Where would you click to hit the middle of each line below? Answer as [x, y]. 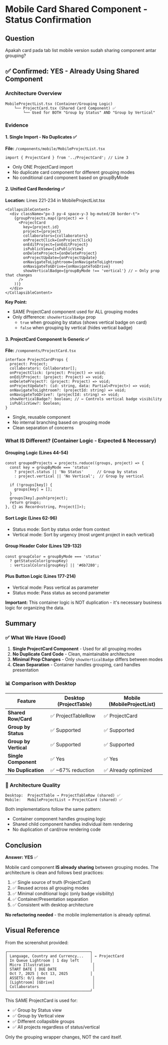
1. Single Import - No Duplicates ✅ [41, 137]
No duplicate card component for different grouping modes [73, 172]
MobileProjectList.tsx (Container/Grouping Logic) [59, 104]
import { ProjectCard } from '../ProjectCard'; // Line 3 [67, 158]
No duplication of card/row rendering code [56, 829]
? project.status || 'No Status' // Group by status [76, 472]
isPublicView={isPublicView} [53, 249]
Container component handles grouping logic [59, 819]
